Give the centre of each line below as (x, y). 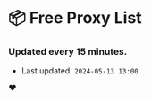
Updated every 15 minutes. (68, 52)
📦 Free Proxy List (75, 18)
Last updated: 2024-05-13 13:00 (80, 71)
